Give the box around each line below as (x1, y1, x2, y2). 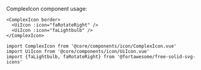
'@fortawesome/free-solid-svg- (116, 54, 196, 60)
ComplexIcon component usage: (6, 5, 88, 12)
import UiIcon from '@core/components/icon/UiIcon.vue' (6, 48, 150, 54)
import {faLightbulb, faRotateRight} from (6, 54, 115, 60)
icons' (6, 59, 23, 65)
